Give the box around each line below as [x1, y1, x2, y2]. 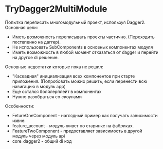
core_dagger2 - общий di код [12, 138, 72, 144]
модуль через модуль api [12, 133, 65, 139]
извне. [12, 118, 26, 123]
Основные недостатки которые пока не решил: [5, 64, 104, 70]
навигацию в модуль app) [12, 83, 66, 89]
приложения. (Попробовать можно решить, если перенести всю [12, 78, 147, 84]
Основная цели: [5, 24, 38, 30]
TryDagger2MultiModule [5, 3, 108, 15]
